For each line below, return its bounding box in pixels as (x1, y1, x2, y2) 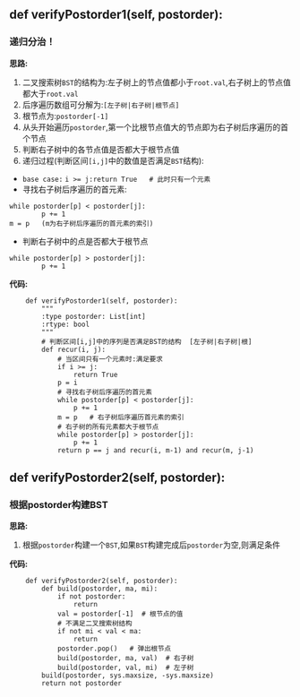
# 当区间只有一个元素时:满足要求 (56, 354, 163, 364)
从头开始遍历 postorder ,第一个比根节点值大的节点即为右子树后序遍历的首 (21, 121, 289, 133)
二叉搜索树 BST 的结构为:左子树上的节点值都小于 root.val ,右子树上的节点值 (21, 76, 291, 88)
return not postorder (41, 679, 123, 688)
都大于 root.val (21, 88, 79, 99)
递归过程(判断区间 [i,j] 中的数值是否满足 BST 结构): (21, 155, 204, 166)
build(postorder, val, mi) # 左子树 (56, 663, 194, 673)
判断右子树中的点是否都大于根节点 (21, 236, 149, 246)
